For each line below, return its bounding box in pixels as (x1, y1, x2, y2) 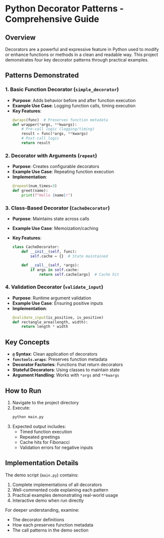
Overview (5, 33, 36, 42)
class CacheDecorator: (12, 245, 59, 250)
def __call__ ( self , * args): (21, 263, 79, 268)
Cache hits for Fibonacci (19, 439, 70, 445)
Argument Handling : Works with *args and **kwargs (12, 372, 119, 378)
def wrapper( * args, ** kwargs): (12, 122, 77, 127)
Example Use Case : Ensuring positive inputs (12, 300, 103, 306)
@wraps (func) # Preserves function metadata (12, 117, 108, 122)
